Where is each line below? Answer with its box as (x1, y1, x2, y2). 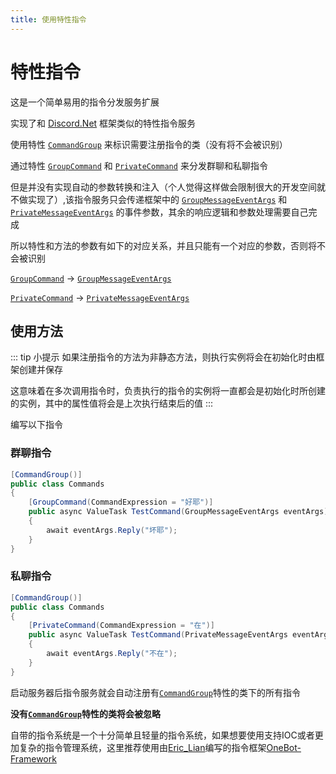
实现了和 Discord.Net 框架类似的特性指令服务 (10, 117, 197, 129)
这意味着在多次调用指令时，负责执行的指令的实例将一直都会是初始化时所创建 (10, 385, 326, 397)
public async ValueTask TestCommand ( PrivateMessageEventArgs (28, 630, 288, 640)
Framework (10, 752, 57, 765)
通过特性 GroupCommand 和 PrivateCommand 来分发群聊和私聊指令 (10, 159, 268, 171)
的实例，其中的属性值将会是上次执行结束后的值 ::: (10, 397, 214, 410)
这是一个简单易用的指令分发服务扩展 (10, 96, 160, 108)
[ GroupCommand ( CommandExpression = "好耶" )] (28, 497, 214, 508)
